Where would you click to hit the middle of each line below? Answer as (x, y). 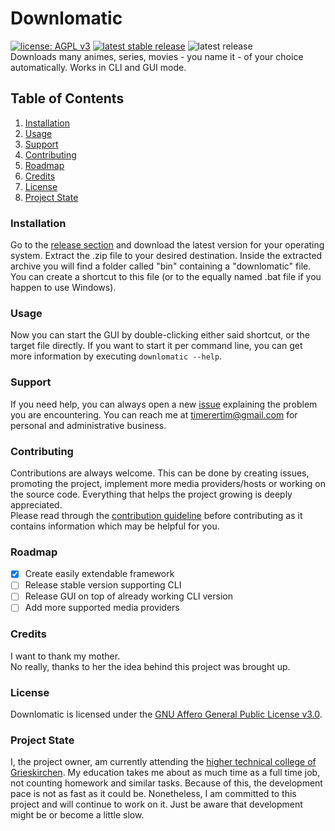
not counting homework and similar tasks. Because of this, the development (166, 783)
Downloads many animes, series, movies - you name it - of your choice (157, 56)
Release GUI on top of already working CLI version (128, 596)
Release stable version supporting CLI (103, 585)
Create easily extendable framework (99, 574)
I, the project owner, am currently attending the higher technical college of (163, 762)
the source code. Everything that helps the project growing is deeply (151, 494)
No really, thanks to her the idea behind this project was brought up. (150, 666)
